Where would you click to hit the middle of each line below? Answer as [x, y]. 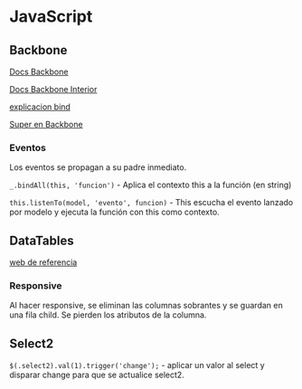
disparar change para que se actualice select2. [97, 375]
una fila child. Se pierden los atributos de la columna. [108, 315]
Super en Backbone [46, 124]
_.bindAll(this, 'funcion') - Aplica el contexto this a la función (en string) [151, 185]
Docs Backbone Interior [53, 89]
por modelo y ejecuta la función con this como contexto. [114, 212]
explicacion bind [40, 107]
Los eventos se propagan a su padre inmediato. [98, 167]
